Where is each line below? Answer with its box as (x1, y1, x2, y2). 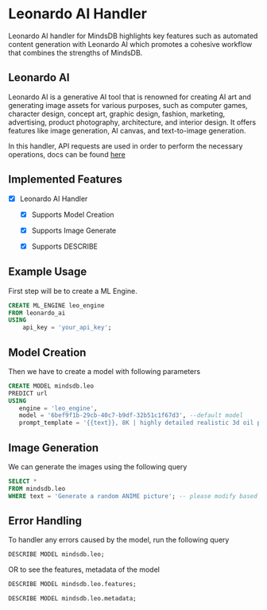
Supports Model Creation (31, 210, 114, 219)
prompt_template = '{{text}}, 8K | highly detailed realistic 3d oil (18, 419, 254, 427)
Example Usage (8, 265, 87, 279)
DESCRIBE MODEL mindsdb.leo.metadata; (8, 595, 137, 603)
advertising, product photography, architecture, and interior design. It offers (8, 117, 257, 127)
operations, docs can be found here (8, 149, 126, 159)
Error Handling (8, 514, 82, 528)
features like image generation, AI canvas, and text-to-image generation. (8, 125, 246, 135)
